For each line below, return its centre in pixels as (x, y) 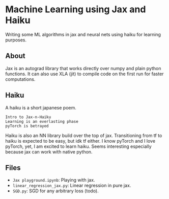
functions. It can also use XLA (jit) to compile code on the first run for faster (84, 74)
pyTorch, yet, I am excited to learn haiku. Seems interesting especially (78, 146)
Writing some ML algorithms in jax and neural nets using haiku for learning (83, 34)
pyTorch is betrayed (27, 126)
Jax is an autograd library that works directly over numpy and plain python (83, 68)
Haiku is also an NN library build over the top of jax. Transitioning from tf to (84, 135)
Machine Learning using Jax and (76, 9)
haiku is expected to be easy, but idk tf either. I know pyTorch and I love (80, 141)
